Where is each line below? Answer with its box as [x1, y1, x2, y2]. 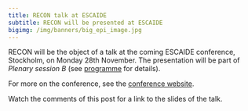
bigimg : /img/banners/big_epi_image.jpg [8, 26, 143, 34]
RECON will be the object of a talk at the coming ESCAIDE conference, [8, 48, 235, 57]
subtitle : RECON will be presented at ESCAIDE [8, 19, 163, 27]
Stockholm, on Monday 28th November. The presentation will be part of [8, 55, 241, 65]
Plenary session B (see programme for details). [8, 64, 161, 73]
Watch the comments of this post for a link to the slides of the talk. [8, 95, 223, 104]
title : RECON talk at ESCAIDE [8, 11, 108, 20]
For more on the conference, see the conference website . [8, 79, 195, 88]
